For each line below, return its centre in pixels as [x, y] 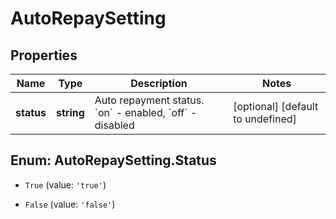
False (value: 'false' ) [70, 204]
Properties [44, 55]
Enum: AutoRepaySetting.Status [113, 160]
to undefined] [265, 119]
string [70, 112]
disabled [114, 125]
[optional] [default [276, 106]
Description [159, 83]
